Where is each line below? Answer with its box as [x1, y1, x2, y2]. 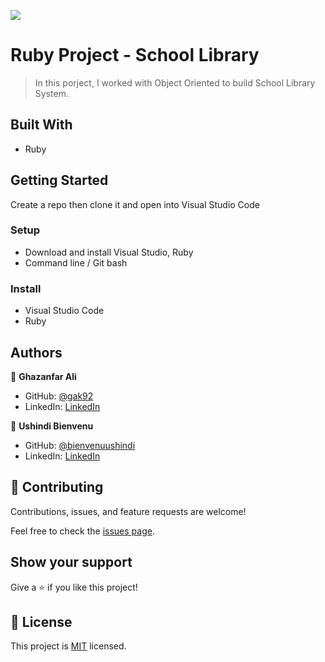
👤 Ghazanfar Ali [10, 370, 77, 382]
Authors [10, 344, 63, 361]
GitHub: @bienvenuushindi [24, 439, 136, 451]
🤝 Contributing [10, 479, 104, 496]
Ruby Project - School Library [10, 44, 260, 67]
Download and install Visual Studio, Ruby [24, 246, 194, 258]
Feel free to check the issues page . [10, 525, 155, 537]
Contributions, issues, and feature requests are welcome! [10, 505, 247, 517]
